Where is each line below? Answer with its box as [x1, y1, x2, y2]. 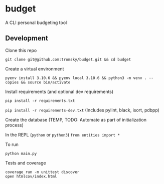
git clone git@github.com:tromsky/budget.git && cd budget [5, 57, 131, 62]
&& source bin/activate [21, 79, 71, 85]
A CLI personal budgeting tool [5, 19, 67, 25]
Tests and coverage [5, 159, 46, 165]
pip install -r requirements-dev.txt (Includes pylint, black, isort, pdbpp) [5, 107, 159, 113]
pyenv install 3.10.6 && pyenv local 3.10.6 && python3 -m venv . [5, 75, 147, 80]
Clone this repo [5, 47, 37, 53]
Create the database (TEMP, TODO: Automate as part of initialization [5, 116, 147, 122]
